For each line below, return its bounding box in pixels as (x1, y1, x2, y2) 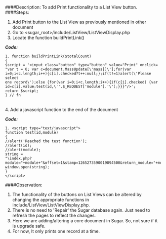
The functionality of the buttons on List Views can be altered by (12, 192, 142, 197)
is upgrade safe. (12, 223, 45, 229)
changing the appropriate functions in (12, 197, 89, 202)
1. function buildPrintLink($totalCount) (5, 54, 92, 59)
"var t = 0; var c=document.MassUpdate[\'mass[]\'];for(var (5, 67, 132, 72)
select (5, 76, 19, 80)
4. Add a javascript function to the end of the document (5, 107, 119, 113)
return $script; (5, 88, 39, 93)
